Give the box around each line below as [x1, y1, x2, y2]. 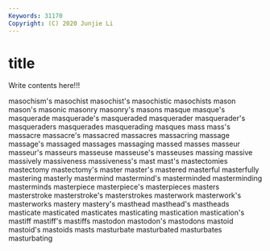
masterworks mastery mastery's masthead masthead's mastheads [8, 199, 230, 209]
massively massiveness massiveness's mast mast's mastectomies [8, 157, 228, 166]
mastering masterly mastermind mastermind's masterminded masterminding [8, 174, 263, 183]
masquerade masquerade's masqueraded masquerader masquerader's [8, 114, 246, 123]
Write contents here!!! [8, 81, 81, 90]
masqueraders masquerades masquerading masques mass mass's [8, 122, 231, 132]
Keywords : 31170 [8, 11, 63, 20]
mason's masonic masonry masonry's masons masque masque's [8, 105, 226, 115]
